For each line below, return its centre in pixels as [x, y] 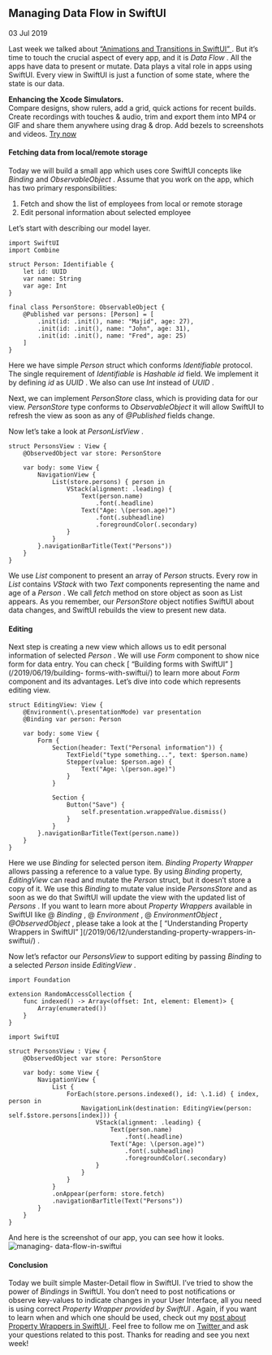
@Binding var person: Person [72, 719]
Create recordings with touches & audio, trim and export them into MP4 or [132, 117]
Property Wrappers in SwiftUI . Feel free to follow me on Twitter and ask [129, 1326]
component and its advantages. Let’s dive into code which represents [125, 682]
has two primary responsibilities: [63, 188]
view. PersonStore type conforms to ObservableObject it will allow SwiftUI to [136, 407]
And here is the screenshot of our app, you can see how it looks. [117, 1238]
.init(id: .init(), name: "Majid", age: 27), [116, 322]
